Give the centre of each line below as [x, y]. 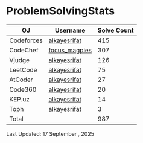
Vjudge [20, 60]
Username [70, 30]
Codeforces [26, 40]
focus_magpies [70, 50]
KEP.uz [20, 99]
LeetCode [23, 69]
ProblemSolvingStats [61, 11]
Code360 [23, 89]
